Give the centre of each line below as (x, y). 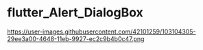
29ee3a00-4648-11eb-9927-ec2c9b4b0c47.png (76, 38)
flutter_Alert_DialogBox (75, 13)
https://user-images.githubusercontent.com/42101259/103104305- (101, 32)
